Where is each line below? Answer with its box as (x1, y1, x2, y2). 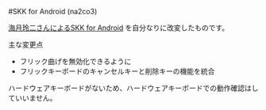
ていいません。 (8, 93, 57, 102)
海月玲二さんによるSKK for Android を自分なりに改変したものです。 (8, 23, 229, 32)
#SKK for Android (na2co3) (8, 7, 98, 16)
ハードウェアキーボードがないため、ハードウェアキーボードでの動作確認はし (8, 83, 259, 93)
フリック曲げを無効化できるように (19, 57, 132, 66)
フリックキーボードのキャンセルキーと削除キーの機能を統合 (19, 66, 215, 76)
